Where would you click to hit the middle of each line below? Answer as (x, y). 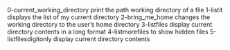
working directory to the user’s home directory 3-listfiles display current (110, 24)
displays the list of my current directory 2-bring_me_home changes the (109, 17)
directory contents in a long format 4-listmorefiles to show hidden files (108, 32)
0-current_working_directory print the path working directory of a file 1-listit (115, 10)
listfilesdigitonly (29, 39)
